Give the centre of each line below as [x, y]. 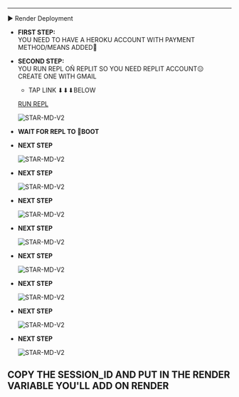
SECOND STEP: [41, 61]
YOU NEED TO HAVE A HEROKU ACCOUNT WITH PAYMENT [106, 40]
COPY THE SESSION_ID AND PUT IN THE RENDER [119, 375]
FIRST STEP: [36, 32]
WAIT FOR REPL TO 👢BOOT [58, 132]
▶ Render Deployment [40, 18]
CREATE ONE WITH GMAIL [57, 76]
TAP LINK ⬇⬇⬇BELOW [62, 90]
